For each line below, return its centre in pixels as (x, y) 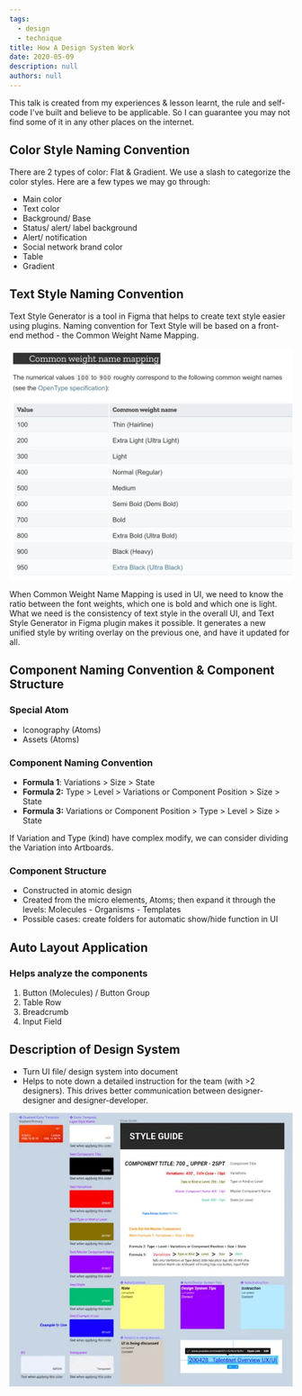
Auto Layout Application (79, 947)
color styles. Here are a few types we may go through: (110, 181)
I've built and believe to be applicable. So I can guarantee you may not (160, 112)
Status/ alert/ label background (80, 227)
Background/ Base (57, 218)
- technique (40, 38)
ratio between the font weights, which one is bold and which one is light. (143, 603)
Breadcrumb (45, 1011)
